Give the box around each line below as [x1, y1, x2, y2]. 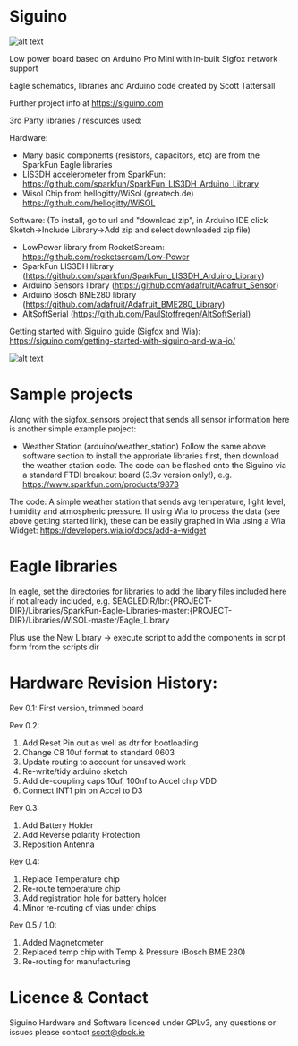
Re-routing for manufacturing [21, 955, 132, 966]
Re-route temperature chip [21, 883, 121, 893]
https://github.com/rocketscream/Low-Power [21, 251, 190, 262]
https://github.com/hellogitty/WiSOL [21, 197, 156, 208]
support [9, 63, 38, 74]
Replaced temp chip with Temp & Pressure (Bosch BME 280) [21, 946, 246, 957]
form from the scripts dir [9, 641, 100, 652]
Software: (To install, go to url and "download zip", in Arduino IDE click [9, 214, 268, 225]
